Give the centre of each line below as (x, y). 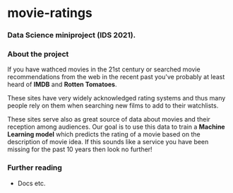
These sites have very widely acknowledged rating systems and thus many (116, 98)
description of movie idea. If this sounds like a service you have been (108, 142)
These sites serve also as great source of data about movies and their (109, 119)
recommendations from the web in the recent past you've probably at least (116, 77)
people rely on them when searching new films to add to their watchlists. (113, 106)
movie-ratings (50, 13)
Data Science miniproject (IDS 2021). (72, 35)
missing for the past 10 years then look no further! (80, 149)
